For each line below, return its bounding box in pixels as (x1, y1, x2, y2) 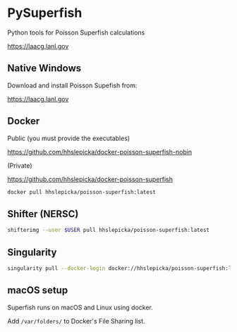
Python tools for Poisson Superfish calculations (7, 28, 145, 37)
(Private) (7, 161, 33, 170)
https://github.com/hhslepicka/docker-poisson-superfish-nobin (7, 147, 193, 156)
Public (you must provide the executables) (7, 134, 130, 142)
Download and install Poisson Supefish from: (7, 81, 138, 90)
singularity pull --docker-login (7, 264, 106, 272)
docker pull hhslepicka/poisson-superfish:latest (7, 188, 157, 195)
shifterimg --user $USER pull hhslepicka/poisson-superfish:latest (7, 227, 210, 234)
